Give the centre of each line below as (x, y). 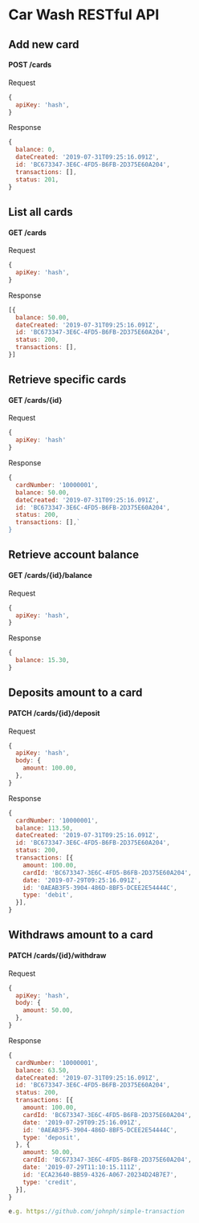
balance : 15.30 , (43, 660)
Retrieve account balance (73, 555)
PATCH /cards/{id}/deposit (54, 713)
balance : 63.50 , (43, 1070)
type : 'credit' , (50, 1182)
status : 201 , (37, 179)
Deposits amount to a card (75, 693)
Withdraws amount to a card (81, 935)
